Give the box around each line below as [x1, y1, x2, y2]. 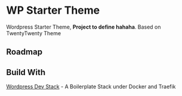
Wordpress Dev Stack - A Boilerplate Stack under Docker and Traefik [6, 83, 176, 90]
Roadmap [6, 47, 43, 57]
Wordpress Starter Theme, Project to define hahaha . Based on [6, 23, 161, 30]
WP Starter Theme [6, 4, 100, 17]
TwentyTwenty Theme [6, 29, 61, 36]
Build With [6, 67, 46, 78]
